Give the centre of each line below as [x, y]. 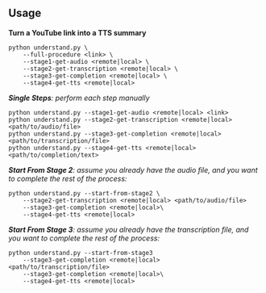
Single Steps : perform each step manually [79, 98]
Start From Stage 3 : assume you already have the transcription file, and [129, 229]
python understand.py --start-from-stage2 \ [84, 193]
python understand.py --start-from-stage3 [81, 253]
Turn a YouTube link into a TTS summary [77, 32]
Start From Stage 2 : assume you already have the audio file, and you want [133, 170]
